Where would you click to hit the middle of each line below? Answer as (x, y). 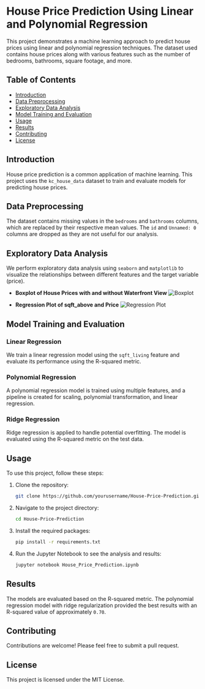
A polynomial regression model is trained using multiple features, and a (96, 390)
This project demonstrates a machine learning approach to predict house (99, 41)
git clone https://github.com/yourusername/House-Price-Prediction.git (108, 496)
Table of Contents (41, 80)
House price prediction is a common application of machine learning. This (99, 174)
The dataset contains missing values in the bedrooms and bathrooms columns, (102, 221)
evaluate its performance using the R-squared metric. (74, 361)
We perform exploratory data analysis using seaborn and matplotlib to (95, 268)
